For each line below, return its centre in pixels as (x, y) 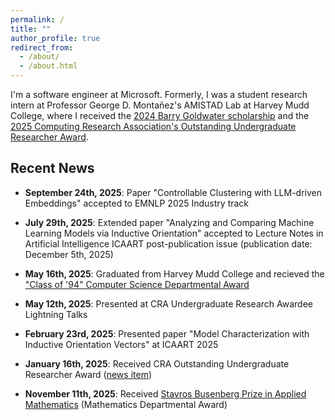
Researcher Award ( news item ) (88, 374)
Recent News (52, 168)
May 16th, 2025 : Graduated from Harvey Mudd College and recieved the (174, 273)
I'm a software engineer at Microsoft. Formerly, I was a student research (159, 94)
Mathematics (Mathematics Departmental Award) (126, 404)
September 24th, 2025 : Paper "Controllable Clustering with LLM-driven (173, 192)
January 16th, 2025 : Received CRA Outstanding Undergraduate (157, 363)
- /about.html (48, 66)
